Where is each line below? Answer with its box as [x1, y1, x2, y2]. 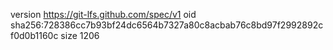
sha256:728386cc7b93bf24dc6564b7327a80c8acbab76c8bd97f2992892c [10, 19, 324, 31]
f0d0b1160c [10, 30, 59, 41]
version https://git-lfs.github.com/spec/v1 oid [10, 9, 197, 20]
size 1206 [60, 30, 100, 41]
